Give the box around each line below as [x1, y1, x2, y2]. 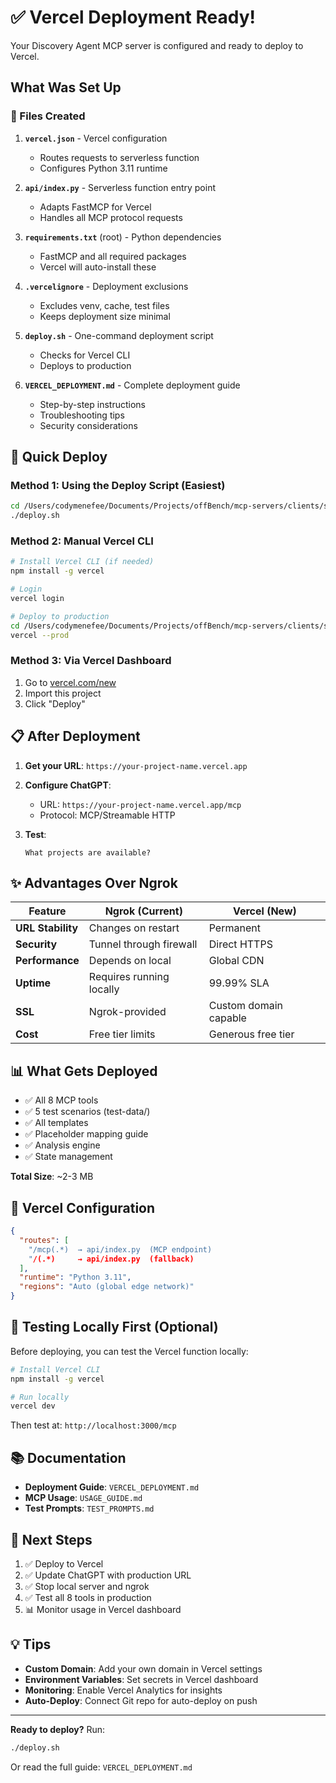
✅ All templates [24, 1117, 89, 1129]
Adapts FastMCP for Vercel [39, 201, 152, 213]
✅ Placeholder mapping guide [24, 1128, 149, 1140]
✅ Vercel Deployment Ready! [10, 6, 257, 29]
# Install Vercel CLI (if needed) [10, 557, 155, 567]
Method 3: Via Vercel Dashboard [10, 654, 172, 668]
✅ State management [24, 1151, 113, 1163]
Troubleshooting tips [39, 409, 125, 421]
